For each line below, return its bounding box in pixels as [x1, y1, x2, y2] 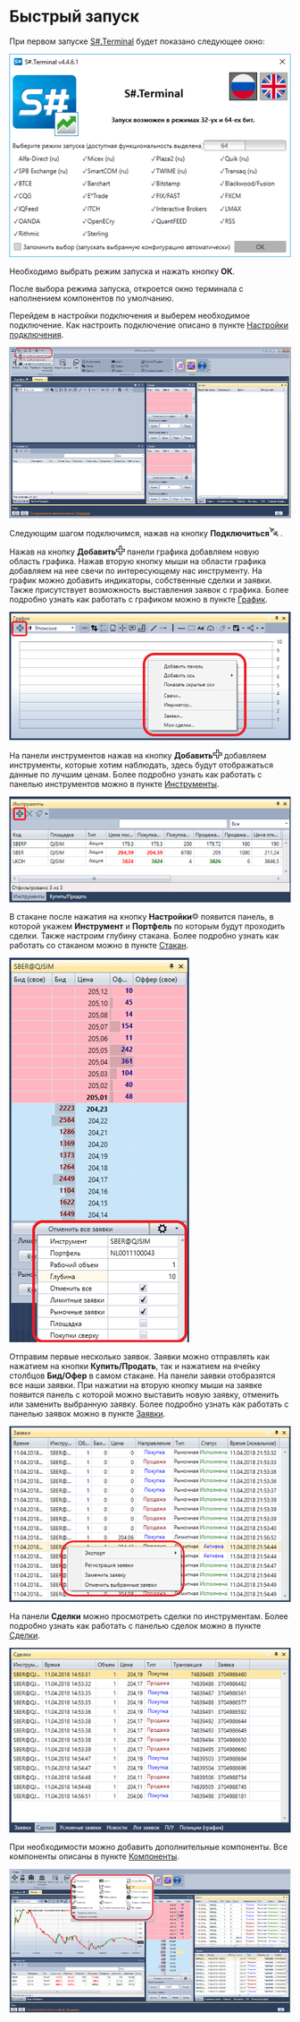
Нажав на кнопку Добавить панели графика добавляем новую [9, 546, 260, 557]
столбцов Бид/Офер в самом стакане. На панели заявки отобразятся [9, 1370, 276, 1381]
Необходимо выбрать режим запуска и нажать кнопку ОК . [9, 266, 235, 277]
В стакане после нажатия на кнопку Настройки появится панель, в [9, 912, 274, 922]
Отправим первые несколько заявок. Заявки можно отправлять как [9, 1351, 271, 1362]
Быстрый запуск [9, 6, 140, 27]
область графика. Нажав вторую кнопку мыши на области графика [9, 555, 266, 566]
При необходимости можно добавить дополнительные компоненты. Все [9, 1841, 288, 1852]
